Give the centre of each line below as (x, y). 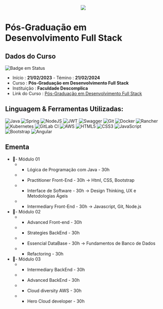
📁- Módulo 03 (27, 259)
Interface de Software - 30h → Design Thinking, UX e (81, 191)
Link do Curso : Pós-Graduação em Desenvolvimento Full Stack (77, 93)
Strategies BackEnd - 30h (54, 233)
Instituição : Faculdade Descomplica (50, 88)
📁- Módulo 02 (27, 211)
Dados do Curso (30, 56)
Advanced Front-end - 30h (54, 222)
